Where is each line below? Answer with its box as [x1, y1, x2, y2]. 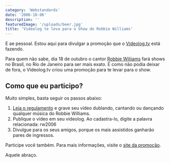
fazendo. [5, 46, 24, 52]
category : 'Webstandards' [5, 7, 60, 13]
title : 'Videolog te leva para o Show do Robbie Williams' [5, 27, 133, 32]
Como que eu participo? [5, 81, 83, 90]
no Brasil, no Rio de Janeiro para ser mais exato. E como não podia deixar [5, 61, 160, 67]
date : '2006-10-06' [5, 12, 47, 17]
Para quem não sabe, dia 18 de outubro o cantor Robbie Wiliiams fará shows [5, 56, 165, 62]
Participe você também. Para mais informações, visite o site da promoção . [5, 142, 161, 148]
